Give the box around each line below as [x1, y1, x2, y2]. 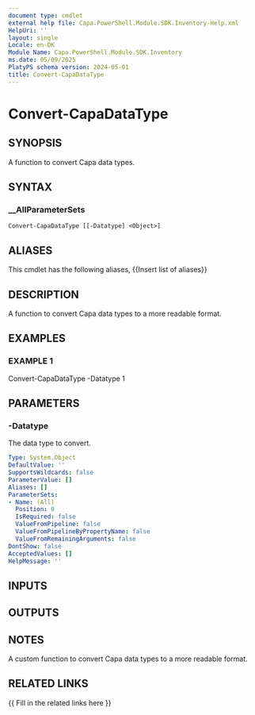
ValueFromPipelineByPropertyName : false [15, 528, 150, 536]
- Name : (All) [8, 498, 55, 506]
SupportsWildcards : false [8, 469, 93, 477]
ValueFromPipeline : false [15, 521, 101, 529]
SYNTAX [8, 180, 53, 194]
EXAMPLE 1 [8, 356, 54, 367]
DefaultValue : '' [8, 461, 66, 469]
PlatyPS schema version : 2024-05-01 [8, 63, 129, 71]
